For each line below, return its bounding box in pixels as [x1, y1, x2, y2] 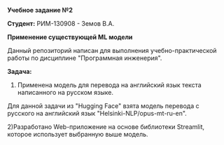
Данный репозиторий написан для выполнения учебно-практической [7, 47, 217, 54]
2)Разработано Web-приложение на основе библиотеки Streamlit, [7, 123, 205, 131]
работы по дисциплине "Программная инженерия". [7, 54, 162, 62]
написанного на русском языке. [17, 89, 114, 96]
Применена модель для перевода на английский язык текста [17, 81, 202, 89]
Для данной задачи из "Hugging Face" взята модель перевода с [7, 102, 199, 110]
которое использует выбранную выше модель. [7, 130, 148, 138]
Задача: [7, 68, 32, 75]
